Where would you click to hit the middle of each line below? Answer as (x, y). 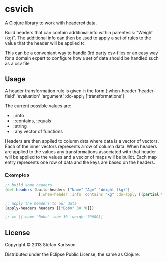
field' (10, 96)
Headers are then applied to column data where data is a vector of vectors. (82, 141)
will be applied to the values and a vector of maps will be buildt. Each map (81, 157)
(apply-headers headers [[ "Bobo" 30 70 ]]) (50, 208)
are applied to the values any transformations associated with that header (81, 151)
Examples (17, 175)
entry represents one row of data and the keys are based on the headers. (80, 162)
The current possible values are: (38, 106)
